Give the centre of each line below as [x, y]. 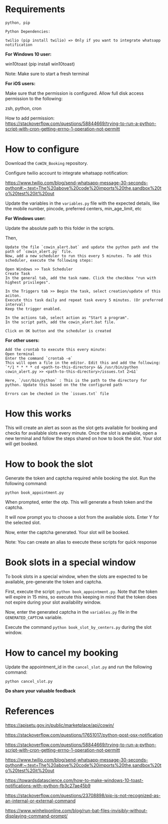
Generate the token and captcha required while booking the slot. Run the [80, 478]
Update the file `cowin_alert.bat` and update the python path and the [82, 247]
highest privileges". [28, 282]
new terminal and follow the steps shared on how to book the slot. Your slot [83, 438]
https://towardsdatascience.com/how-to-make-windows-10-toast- [74, 780]
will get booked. [22, 444]
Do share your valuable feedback [40, 691]
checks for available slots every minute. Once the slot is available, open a [81, 433]
